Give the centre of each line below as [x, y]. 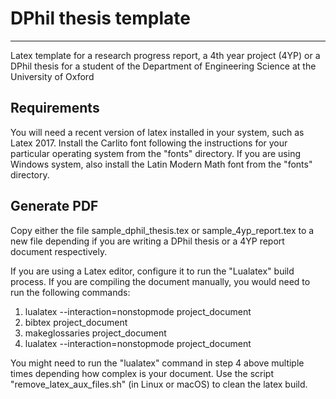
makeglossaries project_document [95, 333]
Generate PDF [54, 206]
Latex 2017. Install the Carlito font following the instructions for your [149, 143]
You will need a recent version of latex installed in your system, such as [157, 132]
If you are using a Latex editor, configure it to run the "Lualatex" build [152, 271]
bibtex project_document [76, 322]
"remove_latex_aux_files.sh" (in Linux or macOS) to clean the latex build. [159, 384]
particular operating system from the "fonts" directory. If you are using [155, 153]
